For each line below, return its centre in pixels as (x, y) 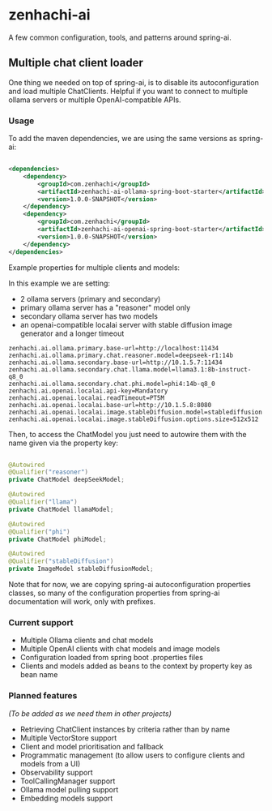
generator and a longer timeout (72, 333)
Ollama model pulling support (69, 789)
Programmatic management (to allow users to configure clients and (132, 755)
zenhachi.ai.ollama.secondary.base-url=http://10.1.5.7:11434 (115, 363)
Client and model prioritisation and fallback (91, 746)
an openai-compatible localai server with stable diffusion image (126, 324)
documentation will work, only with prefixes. (82, 602)
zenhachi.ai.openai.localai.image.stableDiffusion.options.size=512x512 (134, 419)
